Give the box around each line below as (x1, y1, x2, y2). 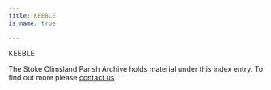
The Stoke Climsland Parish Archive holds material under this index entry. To (8, 63, 264, 73)
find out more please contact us (8, 72, 115, 82)
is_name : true (8, 19, 57, 27)
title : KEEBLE (8, 11, 57, 20)
